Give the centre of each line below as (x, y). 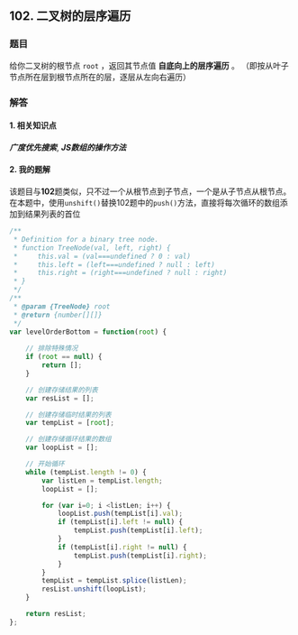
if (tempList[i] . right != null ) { (122, 547)
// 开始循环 (45, 464)
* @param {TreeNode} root (62, 306)
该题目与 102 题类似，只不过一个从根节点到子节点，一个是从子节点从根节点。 (150, 191)
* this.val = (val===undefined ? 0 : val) (102, 256)
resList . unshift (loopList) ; (94, 589)
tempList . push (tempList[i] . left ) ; (138, 530)
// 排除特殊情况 (52, 349)
